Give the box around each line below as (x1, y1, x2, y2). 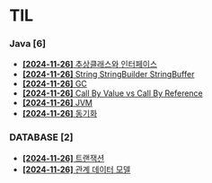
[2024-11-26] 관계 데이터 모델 (22, 163, 131, 175)
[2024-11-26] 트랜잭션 (22, 152, 105, 163)
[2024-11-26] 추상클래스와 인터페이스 (22, 59, 158, 70)
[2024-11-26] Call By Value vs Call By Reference (22, 88, 204, 99)
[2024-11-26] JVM (22, 98, 93, 109)
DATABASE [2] (9, 131, 74, 144)
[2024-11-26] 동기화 (22, 109, 98, 119)
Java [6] (9, 38, 47, 50)
